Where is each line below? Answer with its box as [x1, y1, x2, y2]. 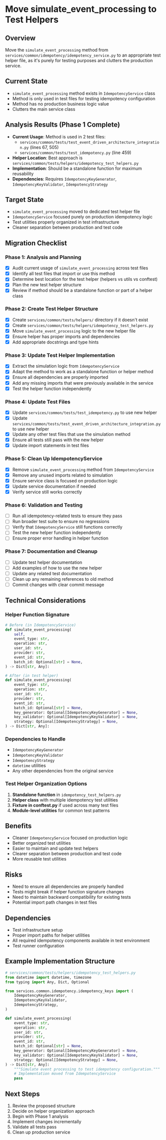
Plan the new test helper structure [12, 282, 82, 288]
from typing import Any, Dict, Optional [5, 979, 90, 985]
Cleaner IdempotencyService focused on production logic [12, 835, 128, 841]
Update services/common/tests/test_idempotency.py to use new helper [12, 409, 157, 415]
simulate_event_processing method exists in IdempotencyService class [12, 90, 156, 96]
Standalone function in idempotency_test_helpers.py [12, 792, 122, 798]
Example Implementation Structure [5, 957, 115, 966]
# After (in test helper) [5, 673, 58, 678]
